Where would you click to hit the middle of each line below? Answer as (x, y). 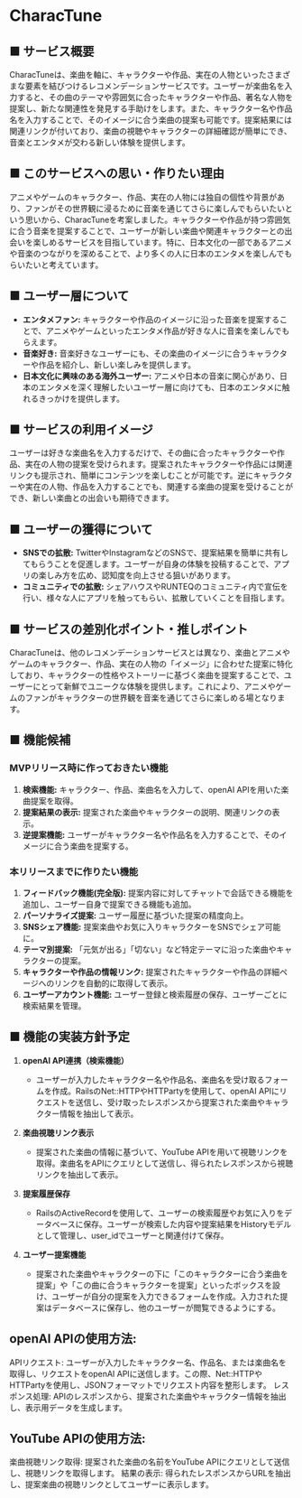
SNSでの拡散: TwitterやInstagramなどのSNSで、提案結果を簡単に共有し (155, 553)
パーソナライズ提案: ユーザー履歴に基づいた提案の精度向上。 (135, 916)
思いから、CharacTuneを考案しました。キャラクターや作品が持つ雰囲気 (158, 219)
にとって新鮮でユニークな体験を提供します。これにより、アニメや (155, 686)
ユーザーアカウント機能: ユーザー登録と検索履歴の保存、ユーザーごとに (155, 995)
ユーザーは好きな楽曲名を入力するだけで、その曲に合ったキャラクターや (143, 453)
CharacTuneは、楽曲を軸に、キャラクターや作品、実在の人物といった (138, 74)
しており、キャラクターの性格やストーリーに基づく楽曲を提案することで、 (147, 675)
